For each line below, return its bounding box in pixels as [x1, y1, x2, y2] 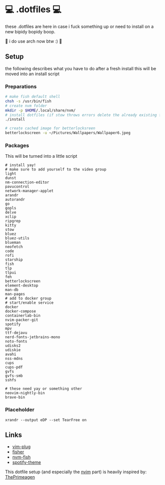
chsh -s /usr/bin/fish [5, 99, 52, 104]
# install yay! [5, 163, 36, 168]
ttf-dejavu [5, 330, 27, 336]
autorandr [5, 197, 26, 202]
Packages [5, 142, 29, 149]
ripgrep [5, 219, 21, 224]
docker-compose [5, 309, 36, 314]
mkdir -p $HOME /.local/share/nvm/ [5, 108, 76, 113]
